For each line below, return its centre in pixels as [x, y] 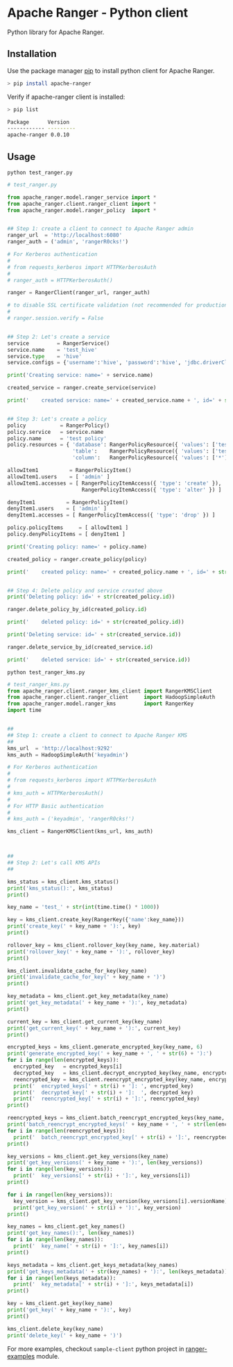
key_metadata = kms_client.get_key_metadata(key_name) [88, 996]
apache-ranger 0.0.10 [38, 135]
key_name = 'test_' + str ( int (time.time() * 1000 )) [83, 907]
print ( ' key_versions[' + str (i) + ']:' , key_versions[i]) [102, 1176]
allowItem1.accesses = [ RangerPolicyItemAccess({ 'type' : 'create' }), [114, 483]
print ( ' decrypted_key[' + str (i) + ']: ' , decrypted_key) [104, 1092]
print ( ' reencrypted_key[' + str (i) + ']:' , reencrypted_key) [106, 1099]
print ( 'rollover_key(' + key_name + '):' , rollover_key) [91, 952]
